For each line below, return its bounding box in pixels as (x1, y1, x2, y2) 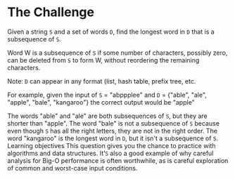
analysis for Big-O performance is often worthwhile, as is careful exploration (7, 156, 229, 165)
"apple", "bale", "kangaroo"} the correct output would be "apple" (7, 98, 195, 106)
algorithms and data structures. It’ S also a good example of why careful (7, 149, 214, 157)
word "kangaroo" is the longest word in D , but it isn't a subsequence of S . (7, 134, 219, 142)
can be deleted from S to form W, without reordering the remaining (7, 55, 200, 64)
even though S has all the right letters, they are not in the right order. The (7, 126, 218, 135)
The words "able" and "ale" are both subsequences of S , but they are (7, 112, 208, 120)
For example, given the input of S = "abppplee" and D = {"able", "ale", (7, 91, 208, 99)
